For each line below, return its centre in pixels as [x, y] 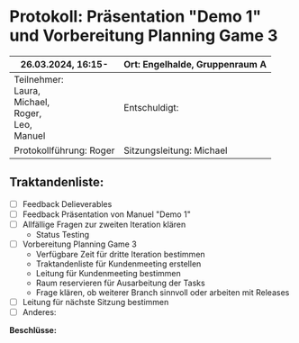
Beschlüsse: [33, 330]
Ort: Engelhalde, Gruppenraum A [195, 64]
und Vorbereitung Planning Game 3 [144, 36]
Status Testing [63, 234]
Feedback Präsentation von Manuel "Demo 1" [106, 214]
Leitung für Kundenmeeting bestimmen [109, 273]
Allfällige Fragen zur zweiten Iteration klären [104, 224]
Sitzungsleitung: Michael [176, 150]
